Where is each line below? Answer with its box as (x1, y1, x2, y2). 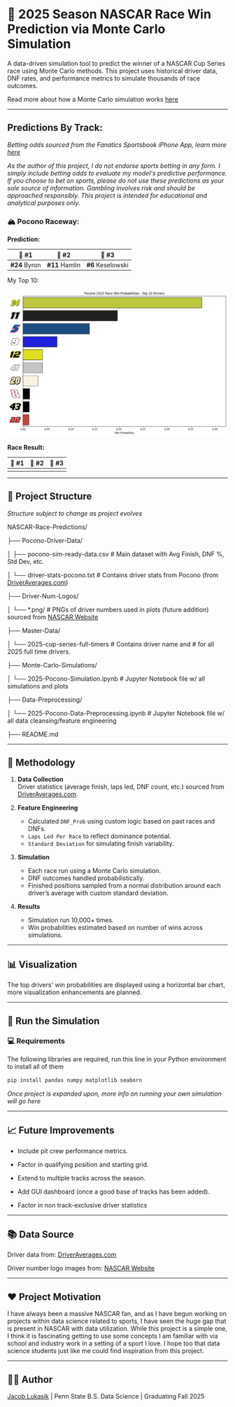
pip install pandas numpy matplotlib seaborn (7, 1077, 142, 1084)
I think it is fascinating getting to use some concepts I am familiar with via (7, 1332, 218, 1341)
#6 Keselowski (86, 260, 129, 269)
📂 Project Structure (7, 490, 92, 502)
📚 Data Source (7, 1228, 74, 1240)
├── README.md (7, 730, 59, 738)
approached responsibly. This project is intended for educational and (7, 191, 208, 199)
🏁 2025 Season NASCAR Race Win (7, 6, 212, 22)
